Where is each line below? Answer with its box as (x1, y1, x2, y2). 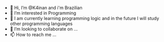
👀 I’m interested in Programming (9, 10, 76, 16)
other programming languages (9, 20, 73, 26)
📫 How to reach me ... (9, 31, 56, 37)
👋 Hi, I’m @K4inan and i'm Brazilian (9, 5, 82, 10)
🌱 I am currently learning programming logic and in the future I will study (9, 15, 159, 21)
